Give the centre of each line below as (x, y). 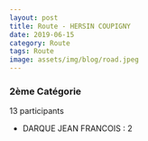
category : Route (40, 43)
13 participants (37, 111)
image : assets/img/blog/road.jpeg (74, 60)
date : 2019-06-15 (42, 34)
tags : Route (32, 52)
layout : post (34, 18)
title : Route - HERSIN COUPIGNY (70, 26)
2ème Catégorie (46, 91)
